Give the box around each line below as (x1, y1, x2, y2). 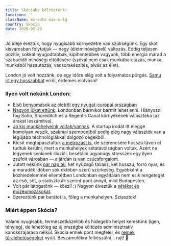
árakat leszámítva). (12, 118, 53, 124)
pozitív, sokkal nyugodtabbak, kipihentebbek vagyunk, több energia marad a (5, 52, 166, 58)
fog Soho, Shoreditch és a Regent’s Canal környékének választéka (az (12, 113, 160, 119)
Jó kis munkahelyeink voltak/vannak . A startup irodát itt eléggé (12, 124, 145, 130)
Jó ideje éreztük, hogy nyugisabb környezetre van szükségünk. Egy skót (5, 40, 158, 46)
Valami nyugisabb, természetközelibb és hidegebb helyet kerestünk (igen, (5, 218, 161, 225)
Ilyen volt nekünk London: (5, 90, 71, 97)
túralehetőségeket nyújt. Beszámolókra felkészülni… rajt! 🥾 (5, 234, 129, 240)
